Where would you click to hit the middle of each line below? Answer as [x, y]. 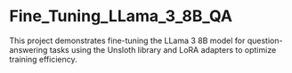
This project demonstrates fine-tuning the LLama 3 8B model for [127, 40]
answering [28, 49]
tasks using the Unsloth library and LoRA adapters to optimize [163, 49]
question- [265, 40]
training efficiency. [43, 59]
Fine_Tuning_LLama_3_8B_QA [121, 16]
